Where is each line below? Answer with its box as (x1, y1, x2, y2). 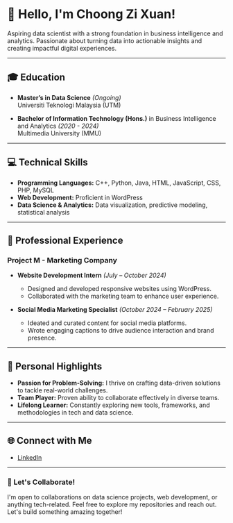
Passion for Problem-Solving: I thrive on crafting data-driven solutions (17, 379, 221, 388)
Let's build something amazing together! (7, 508, 123, 516)
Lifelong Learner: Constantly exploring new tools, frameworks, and (17, 401, 210, 409)
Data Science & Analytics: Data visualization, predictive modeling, (17, 201, 208, 209)
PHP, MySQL (17, 185, 54, 194)
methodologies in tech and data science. (17, 408, 134, 417)
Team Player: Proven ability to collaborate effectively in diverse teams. (17, 394, 220, 402)
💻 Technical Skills (7, 156, 88, 169)
